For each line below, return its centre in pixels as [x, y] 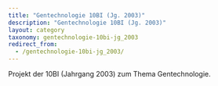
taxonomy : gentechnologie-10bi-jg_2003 [73, 37]
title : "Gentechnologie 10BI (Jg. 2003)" [77, 15]
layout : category [36, 30]
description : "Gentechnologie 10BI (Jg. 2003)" [87, 23]
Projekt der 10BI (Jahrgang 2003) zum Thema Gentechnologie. [109, 74]
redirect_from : [33, 45]
